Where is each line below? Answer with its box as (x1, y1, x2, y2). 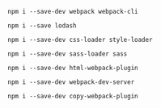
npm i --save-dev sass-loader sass (7, 50, 128, 58)
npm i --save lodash (7, 22, 78, 30)
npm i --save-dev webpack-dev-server (7, 78, 135, 86)
